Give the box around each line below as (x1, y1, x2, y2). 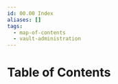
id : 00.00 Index (7, 10, 54, 17)
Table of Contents (7, 65, 111, 81)
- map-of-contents (13, 29, 67, 36)
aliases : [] (7, 16, 41, 23)
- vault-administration (13, 36, 81, 42)
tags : (7, 23, 23, 29)
